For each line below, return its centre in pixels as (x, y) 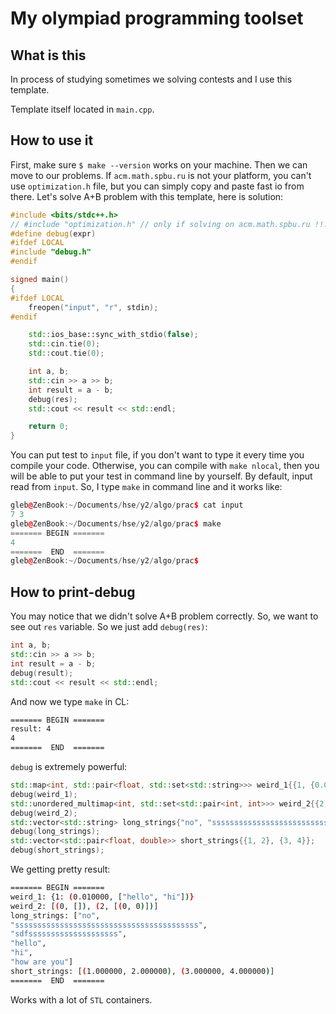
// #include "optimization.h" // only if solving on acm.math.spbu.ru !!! (169, 224)
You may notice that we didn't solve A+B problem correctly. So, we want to (164, 616)
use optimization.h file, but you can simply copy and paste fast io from (157, 186)
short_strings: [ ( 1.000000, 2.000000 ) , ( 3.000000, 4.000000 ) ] (142, 971)
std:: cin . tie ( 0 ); (64, 344)
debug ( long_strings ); (55, 832)
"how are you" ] (42, 962)
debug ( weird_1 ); (44, 794)
